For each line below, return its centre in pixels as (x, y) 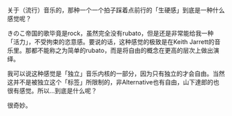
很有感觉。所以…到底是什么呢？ (52, 91)
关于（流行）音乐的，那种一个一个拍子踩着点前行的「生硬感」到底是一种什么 (116, 10)
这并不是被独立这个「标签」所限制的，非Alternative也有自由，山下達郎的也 (113, 82)
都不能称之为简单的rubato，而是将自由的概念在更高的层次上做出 (122, 50)
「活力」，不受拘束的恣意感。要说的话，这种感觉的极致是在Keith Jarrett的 (111, 42)
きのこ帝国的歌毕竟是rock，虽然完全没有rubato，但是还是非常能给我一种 (110, 33)
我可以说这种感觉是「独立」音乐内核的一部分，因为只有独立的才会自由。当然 (116, 73)
